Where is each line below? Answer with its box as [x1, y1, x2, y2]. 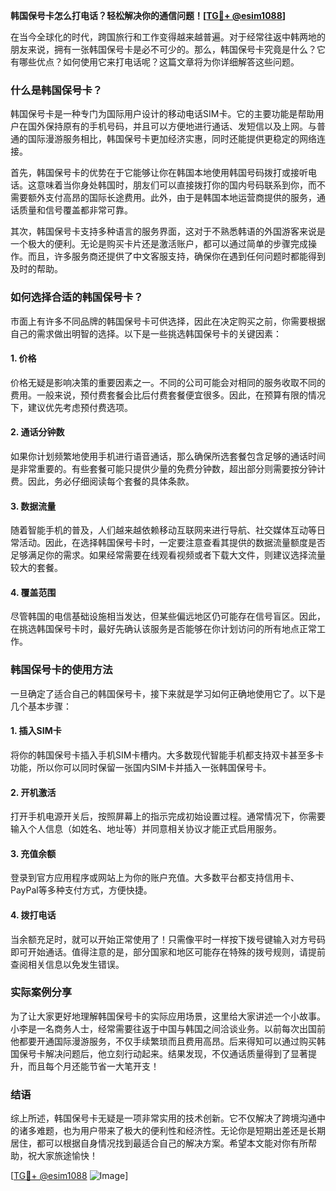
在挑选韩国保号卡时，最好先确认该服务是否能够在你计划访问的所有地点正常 [10, 623, 317, 635]
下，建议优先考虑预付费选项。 [10, 401, 133, 413]
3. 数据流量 [10, 500, 57, 512]
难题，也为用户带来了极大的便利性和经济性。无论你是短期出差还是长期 [36, 1125, 326, 1137]
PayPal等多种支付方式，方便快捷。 [10, 884, 153, 896]
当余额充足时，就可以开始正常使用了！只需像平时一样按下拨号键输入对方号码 [10, 933, 326, 945]
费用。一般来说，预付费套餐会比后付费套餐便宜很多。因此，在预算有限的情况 [10, 389, 326, 401]
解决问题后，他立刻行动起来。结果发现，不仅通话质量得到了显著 [44, 1047, 308, 1059]
